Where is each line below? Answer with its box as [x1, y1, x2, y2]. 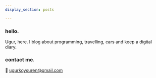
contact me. [5, 56, 35, 63]
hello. [5, 27, 19, 34]
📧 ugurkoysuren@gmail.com [5, 67, 63, 74]
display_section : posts [5, 7, 54, 12]
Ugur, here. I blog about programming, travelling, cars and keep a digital [5, 39, 152, 45]
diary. [5, 44, 17, 50]
